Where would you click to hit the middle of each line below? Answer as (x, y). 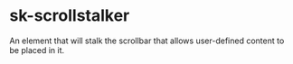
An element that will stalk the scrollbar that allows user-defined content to (147, 41)
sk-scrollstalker (70, 16)
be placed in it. (37, 50)
